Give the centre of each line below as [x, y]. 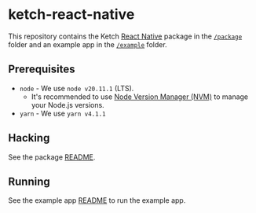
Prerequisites [42, 70]
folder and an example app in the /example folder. [88, 44]
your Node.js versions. [68, 105]
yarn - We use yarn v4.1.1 [62, 113]
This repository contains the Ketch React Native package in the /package [125, 36]
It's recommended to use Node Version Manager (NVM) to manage [140, 97]
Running [29, 181]
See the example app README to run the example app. [97, 200]
